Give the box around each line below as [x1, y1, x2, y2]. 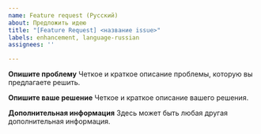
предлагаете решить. [8, 78, 81, 87]
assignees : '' [8, 41, 55, 49]
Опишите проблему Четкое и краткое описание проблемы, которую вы [8, 69, 253, 79]
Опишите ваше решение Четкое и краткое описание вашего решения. [8, 93, 249, 102]
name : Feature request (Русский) [8, 11, 119, 20]
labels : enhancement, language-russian [8, 33, 140, 42]
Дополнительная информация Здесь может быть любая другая [8, 108, 228, 118]
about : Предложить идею [8, 19, 87, 27]
